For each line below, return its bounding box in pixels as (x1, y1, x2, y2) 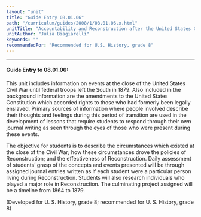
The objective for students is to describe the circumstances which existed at (6, 142, 194, 150)
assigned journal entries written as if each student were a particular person (6, 168, 191, 175)
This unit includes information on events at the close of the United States (6, 80, 185, 87)
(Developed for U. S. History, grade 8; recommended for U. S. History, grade (6, 198, 194, 206)
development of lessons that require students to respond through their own (6, 118, 191, 125)
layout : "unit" (6, 8, 44, 15)
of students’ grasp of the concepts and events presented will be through (6, 161, 185, 168)
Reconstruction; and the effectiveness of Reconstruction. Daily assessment (6, 155, 191, 162)
